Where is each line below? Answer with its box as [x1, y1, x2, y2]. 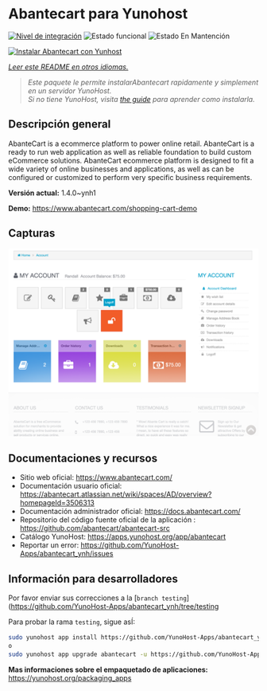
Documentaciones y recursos [8, 451, 157, 465]
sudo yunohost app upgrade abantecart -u [8, 650, 148, 658]
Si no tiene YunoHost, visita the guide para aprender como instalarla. [27, 94, 256, 104]
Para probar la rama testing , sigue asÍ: [8, 617, 135, 626]
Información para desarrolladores [8, 571, 179, 586]
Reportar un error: [19, 540, 79, 550]
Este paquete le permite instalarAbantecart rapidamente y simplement [27, 77, 259, 87]
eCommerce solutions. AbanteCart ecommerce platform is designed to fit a [8, 155, 254, 165]
